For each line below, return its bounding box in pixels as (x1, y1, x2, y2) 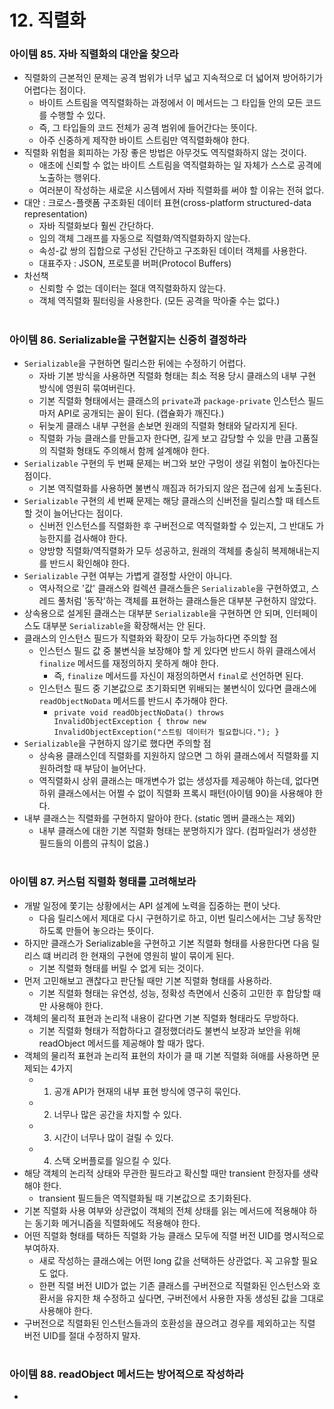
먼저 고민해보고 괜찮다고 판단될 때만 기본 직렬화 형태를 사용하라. (23, 974, 272, 986)
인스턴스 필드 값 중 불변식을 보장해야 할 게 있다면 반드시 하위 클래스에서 (38, 645, 317, 657)
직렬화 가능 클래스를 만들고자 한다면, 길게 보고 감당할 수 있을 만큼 (38, 432, 292, 445)
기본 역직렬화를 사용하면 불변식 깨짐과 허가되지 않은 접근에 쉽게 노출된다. (38, 482, 322, 495)
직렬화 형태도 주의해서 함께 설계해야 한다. (49, 445, 210, 457)
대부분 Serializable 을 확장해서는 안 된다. (42, 620, 206, 632)
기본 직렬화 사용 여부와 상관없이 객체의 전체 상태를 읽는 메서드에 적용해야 (23, 1204, 307, 1216)
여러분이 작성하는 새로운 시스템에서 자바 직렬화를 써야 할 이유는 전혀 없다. (38, 184, 325, 196)
